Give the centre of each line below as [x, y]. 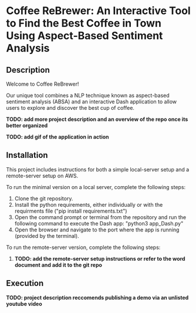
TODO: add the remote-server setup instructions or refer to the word [100, 258]
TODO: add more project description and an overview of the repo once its [97, 119]
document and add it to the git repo [58, 265]
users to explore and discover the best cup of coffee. [70, 108]
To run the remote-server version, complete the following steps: [83, 247]
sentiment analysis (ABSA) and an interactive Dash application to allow [92, 102]
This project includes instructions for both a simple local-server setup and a [98, 169]
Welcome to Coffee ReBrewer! [43, 84]
